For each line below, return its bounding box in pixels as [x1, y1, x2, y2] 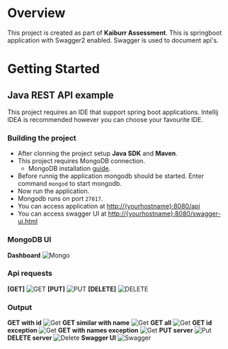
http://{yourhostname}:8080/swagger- [108, 209, 221, 218]
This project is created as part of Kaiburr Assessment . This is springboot [7, 28, 222, 37]
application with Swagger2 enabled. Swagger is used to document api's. [7, 35, 219, 44]
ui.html [17, 217, 38, 226]
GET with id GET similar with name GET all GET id [7, 318, 212, 327]
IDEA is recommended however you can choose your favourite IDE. [7, 115, 203, 123]
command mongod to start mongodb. [17, 179, 122, 188]
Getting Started [7, 61, 101, 77]
